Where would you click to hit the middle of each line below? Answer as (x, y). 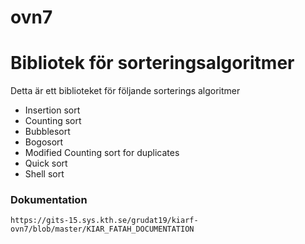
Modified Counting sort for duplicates (102, 153)
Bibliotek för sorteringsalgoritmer (152, 63)
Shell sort (44, 174)
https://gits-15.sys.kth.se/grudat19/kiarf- (104, 221)
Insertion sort (52, 110)
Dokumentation (49, 200)
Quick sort (46, 163)
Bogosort (44, 142)
